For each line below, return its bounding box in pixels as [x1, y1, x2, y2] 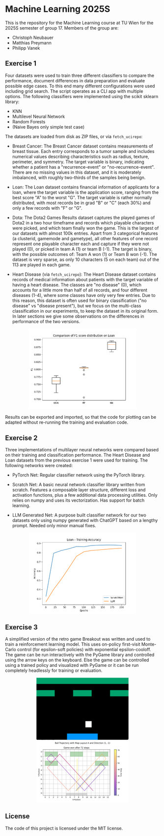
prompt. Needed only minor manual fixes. [12, 523, 97, 529]
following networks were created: [5, 463, 73, 469]
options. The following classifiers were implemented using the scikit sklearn [5, 93, 159, 99]
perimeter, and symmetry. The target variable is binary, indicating [12, 159, 145, 165]
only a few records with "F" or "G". [12, 205, 82, 211]
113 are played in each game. [12, 261, 71, 267]
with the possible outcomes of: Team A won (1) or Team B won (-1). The [12, 251, 157, 257]
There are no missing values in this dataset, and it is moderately [12, 169, 141, 175]
